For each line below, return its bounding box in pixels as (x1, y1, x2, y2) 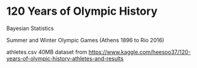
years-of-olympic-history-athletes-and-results (6, 55, 124, 62)
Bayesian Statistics (6, 25, 54, 32)
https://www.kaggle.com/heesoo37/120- (88, 48, 191, 56)
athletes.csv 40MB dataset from (6, 48, 87, 56)
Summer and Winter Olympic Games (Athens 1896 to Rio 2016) (6, 36, 165, 43)
